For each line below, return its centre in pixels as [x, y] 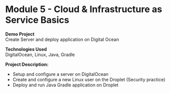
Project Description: [27, 64]
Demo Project [20, 34]
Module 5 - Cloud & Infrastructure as [84, 9]
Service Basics [37, 20]
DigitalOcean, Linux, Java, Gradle [40, 55]
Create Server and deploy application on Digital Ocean [62, 39]
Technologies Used [26, 49]
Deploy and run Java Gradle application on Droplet [65, 85]
